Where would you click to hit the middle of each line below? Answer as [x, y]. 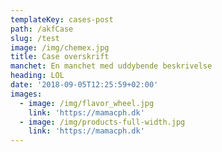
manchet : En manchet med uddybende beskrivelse [111, 66]
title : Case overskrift [60, 57]
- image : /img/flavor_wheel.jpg [87, 103]
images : [26, 94]
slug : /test [35, 38]
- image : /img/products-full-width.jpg [102, 122]
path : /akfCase [42, 29]
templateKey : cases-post [62, 19]
